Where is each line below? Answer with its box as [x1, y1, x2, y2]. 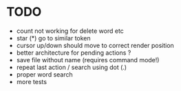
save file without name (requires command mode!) [16, 55, 160, 64]
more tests [16, 77, 47, 86]
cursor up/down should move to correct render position [16, 41, 175, 49]
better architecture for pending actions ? [16, 49, 131, 57]
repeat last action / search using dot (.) [16, 63, 127, 71]
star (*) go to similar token [16, 34, 91, 42]
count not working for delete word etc [16, 27, 125, 35]
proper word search [16, 70, 73, 79]
